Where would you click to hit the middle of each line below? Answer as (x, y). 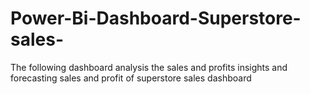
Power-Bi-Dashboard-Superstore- (156, 18)
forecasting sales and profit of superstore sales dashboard (131, 78)
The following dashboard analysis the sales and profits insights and (149, 67)
